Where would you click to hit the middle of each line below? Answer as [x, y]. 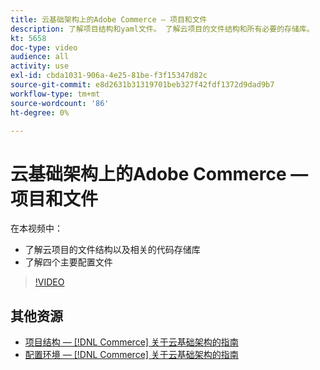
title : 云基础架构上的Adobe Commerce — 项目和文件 [109, 19]
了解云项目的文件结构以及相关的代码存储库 [112, 250]
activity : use [40, 66]
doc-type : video [44, 47]
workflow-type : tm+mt [55, 94]
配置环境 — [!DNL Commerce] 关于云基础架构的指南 [131, 355]
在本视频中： [36, 228]
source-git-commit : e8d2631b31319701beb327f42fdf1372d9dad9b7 [142, 85]
